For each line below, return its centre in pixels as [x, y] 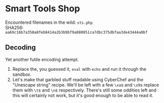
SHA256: [14, 27]
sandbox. [22, 74]
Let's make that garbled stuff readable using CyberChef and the [78, 79]
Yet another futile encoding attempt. [42, 59]
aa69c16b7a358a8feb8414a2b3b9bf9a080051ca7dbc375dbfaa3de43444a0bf [77, 32]
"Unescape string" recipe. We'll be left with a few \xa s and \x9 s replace [85, 85]
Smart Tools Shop [43, 9]
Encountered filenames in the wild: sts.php [49, 22]
